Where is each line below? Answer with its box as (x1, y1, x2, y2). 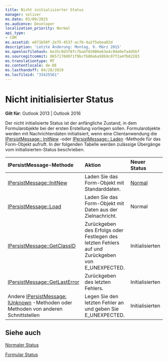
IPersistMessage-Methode (7, 161, 74, 168)
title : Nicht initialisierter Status (5, 7, 84, 12)
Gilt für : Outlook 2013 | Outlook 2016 (5, 110, 81, 116)
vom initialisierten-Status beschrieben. (5, 146, 85, 152)
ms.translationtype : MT (5, 58, 55, 63)
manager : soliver (5, 12, 41, 17)
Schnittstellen (7, 312, 40, 319)
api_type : (5, 30, 26, 35)
